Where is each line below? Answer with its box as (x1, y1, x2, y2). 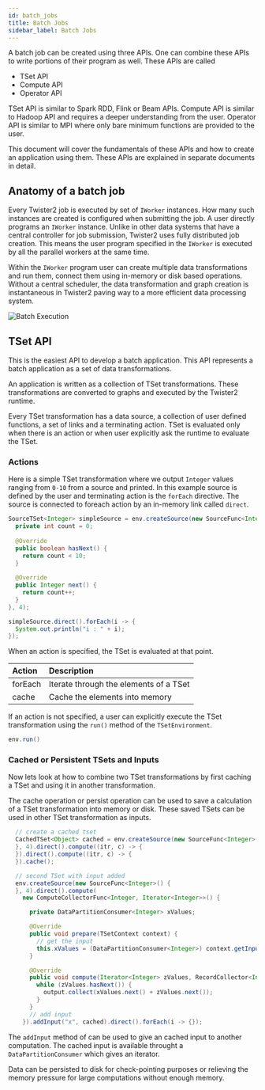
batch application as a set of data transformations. (8, 364, 172, 373)
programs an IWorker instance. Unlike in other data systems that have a (8, 222, 241, 232)
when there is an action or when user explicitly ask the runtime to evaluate (8, 428, 250, 438)
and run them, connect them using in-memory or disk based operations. (8, 271, 243, 281)
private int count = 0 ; (15, 522, 93, 530)
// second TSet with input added (15, 872, 125, 879)
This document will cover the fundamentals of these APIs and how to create (8, 144, 255, 154)
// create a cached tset (15, 828, 97, 836)
